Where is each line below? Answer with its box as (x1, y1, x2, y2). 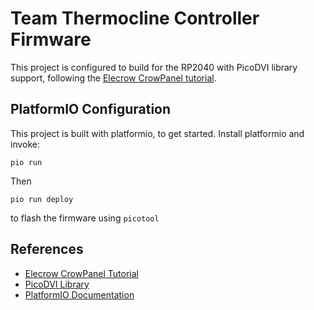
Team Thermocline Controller (10, 7, 260, 30)
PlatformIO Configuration (10, 101, 172, 118)
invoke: (10, 138, 41, 150)
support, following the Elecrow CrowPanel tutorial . (10, 72, 217, 84)
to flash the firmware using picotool (10, 212, 160, 224)
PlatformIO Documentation (24, 288, 135, 301)
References (10, 241, 84, 258)
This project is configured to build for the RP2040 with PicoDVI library (10, 61, 298, 73)
